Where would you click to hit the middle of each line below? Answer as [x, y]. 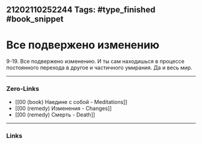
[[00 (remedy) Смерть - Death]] [55, 114]
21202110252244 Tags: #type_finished [81, 10]
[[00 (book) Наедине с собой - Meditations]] [71, 102]
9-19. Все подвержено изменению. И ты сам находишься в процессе [95, 62]
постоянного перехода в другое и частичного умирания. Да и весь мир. [99, 68]
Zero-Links [23, 89]
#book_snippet [35, 19]
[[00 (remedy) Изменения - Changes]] [63, 108]
